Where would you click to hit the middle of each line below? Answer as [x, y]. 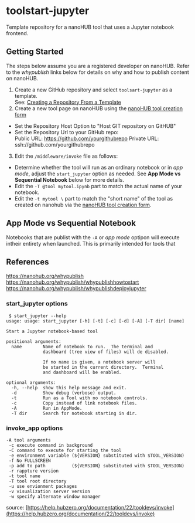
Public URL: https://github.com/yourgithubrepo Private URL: [87, 138]
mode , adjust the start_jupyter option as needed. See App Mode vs [97, 174]
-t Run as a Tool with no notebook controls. [80, 398]
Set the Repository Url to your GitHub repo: [66, 132]
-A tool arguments [28, 440]
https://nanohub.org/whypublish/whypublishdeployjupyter [76, 288]
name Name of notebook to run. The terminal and [82, 347]
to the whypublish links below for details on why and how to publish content [97, 72]
